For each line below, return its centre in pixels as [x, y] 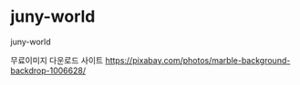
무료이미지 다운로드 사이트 [57, 60]
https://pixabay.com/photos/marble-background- [198, 60]
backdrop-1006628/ [48, 71]
